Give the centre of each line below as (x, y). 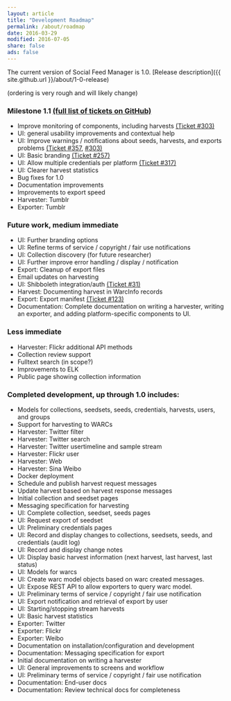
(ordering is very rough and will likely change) (72, 93)
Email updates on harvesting (58, 277)
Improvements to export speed (61, 192)
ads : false (23, 53)
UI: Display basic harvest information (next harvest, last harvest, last (115, 557)
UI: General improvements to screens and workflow (91, 668)
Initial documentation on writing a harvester (79, 661)
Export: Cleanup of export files (61, 270)
